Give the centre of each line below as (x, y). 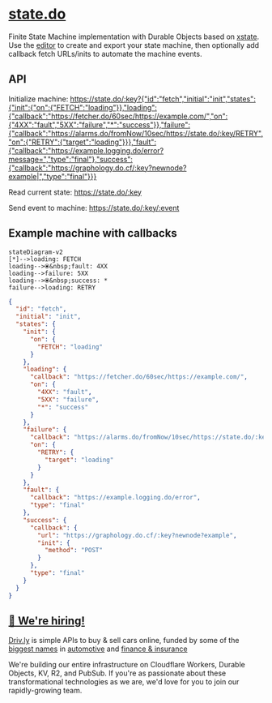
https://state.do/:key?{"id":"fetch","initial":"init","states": (163, 99)
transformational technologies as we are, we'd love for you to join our (124, 682)
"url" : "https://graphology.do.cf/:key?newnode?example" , (137, 535)
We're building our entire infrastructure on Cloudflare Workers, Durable (127, 665)
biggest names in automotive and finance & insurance (98, 649)
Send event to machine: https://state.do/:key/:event (94, 208)
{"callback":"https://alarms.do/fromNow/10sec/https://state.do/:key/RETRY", (136, 133)
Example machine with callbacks (93, 233)
